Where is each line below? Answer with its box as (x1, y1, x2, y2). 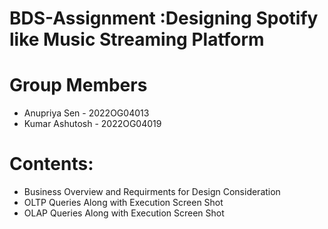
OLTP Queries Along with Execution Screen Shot (23, 197, 224, 209)
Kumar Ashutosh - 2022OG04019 (23, 118, 162, 130)
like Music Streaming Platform (9, 28, 265, 51)
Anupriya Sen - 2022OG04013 (23, 107, 150, 119)
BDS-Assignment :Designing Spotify (9, 7, 319, 30)
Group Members (9, 74, 148, 97)
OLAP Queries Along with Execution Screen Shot (23, 207, 225, 219)
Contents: (9, 153, 94, 176)
